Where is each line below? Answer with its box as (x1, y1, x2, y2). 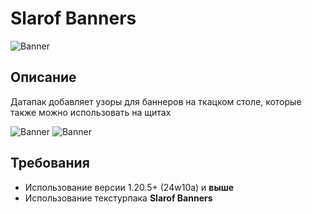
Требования (10, 155, 90, 172)
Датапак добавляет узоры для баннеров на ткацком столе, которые (10, 95, 302, 107)
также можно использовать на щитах (10, 106, 172, 118)
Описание (10, 69, 77, 86)
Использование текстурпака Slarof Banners (24, 192, 213, 204)
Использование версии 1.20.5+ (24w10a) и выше (24, 181, 235, 193)
